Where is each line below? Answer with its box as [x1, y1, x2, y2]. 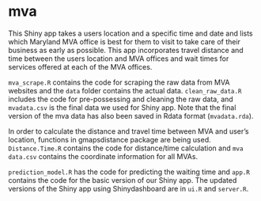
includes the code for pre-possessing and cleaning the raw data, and [8, 94, 233, 104]
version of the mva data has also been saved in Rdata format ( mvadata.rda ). [8, 111, 254, 120]
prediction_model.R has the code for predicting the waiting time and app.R [8, 167, 251, 176]
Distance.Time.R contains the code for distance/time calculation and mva [8, 143, 244, 153]
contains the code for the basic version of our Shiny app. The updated [8, 175, 237, 184]
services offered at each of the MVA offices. [8, 62, 153, 71]
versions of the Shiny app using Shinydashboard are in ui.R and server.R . [8, 184, 249, 193]
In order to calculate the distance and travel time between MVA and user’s [8, 126, 249, 136]
